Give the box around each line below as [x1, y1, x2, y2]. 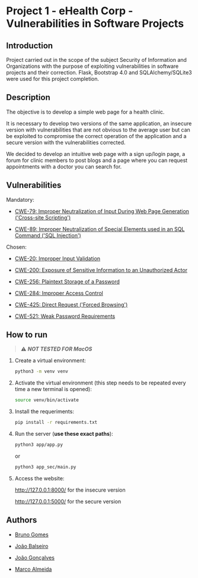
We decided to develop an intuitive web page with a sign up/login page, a [6, 150, 186, 157]
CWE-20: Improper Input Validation [14, 255, 101, 262]
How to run [6, 330, 48, 340]
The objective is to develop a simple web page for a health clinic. [6, 108, 165, 115]
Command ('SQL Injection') [14, 232, 81, 239]
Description [6, 92, 50, 102]
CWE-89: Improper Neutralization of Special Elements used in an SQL [14, 225, 185, 233]
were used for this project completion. [6, 76, 100, 82]
